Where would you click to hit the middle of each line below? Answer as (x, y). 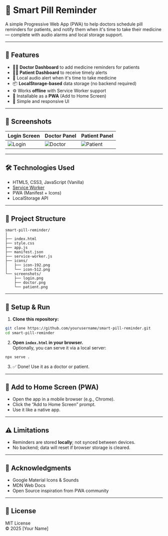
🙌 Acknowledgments (38, 468)
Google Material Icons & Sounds (45, 480)
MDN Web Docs (29, 485)
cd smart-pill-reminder (30, 333)
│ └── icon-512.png (28, 269)
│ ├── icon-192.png (28, 265)
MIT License (18, 523)
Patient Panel (97, 135)
